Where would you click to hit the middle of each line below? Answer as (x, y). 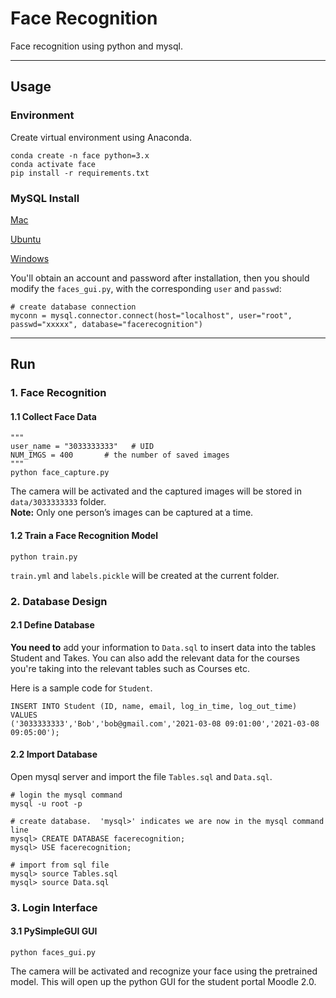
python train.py (44, 557)
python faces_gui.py (53, 953)
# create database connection (73, 307)
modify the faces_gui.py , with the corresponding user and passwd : (146, 288)
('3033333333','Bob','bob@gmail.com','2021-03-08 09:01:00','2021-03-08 (165, 723)
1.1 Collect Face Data (53, 416)
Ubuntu (26, 239)
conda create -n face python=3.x (80, 155)
